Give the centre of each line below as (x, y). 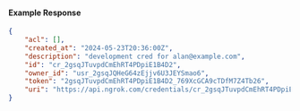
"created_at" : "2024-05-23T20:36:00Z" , (99, 48)
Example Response (45, 13)
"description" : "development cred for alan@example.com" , (135, 56)
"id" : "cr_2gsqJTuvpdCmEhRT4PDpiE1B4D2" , (103, 64)
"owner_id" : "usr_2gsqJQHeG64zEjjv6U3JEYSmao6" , (117, 73)
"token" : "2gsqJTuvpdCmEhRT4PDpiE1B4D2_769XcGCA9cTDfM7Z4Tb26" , (147, 81)
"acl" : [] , (45, 40)
